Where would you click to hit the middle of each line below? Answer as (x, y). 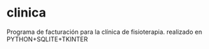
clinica (26, 13)
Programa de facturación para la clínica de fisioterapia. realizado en (104, 32)
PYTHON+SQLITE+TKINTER (47, 39)
